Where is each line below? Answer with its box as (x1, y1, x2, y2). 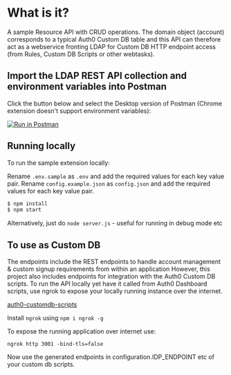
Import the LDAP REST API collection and (7, 70, 187, 82)
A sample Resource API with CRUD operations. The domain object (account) (7, 28, 225, 36)
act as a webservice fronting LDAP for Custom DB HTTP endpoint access (7, 42, 216, 51)
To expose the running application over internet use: (7, 327, 156, 335)
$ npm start (7, 207, 41, 213)
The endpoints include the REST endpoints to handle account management (7, 258, 221, 266)
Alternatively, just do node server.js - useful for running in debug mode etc (7, 219, 223, 227)
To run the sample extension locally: (7, 158, 111, 167)
